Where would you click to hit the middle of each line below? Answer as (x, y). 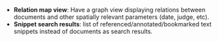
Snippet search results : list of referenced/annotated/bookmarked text (113, 24)
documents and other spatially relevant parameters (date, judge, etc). (111, 17)
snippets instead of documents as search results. (83, 31)
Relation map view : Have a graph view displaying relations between (109, 10)
